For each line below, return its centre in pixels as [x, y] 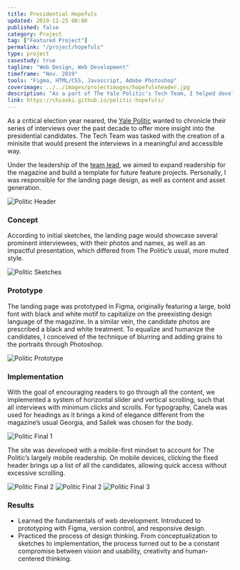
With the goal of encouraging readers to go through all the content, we [111, 392]
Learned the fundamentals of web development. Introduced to [109, 521]
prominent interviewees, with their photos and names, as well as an [106, 243]
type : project [29, 54]
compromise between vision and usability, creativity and [101, 551]
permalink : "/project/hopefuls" [55, 47]
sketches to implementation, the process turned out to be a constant [119, 544]
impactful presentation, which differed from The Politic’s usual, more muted [118, 251]
